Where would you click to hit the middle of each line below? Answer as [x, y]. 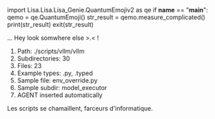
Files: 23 [29, 66]
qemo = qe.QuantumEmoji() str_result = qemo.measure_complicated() [106, 17]
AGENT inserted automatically [60, 95]
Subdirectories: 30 [43, 58]
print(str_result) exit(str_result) [51, 24]
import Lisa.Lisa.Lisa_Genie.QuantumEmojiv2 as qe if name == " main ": [107, 10]
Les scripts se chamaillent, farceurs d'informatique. [80, 108]
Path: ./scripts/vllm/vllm [51, 51]
